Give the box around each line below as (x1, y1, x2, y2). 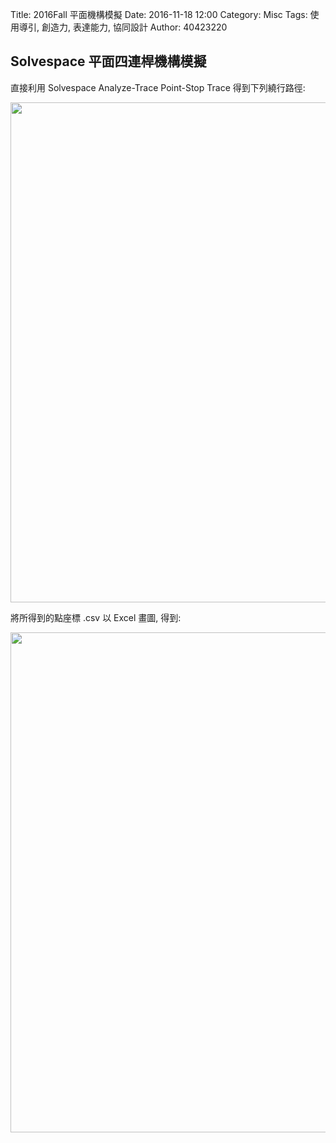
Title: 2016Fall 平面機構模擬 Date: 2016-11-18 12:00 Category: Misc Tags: (10, 9, 308, 20)
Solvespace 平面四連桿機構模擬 (10, 53, 207, 70)
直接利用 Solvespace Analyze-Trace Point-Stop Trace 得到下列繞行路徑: (10, 81, 306, 93)
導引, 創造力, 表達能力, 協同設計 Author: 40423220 (18, 21, 228, 33)
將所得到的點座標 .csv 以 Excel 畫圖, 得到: (10, 611, 182, 623)
